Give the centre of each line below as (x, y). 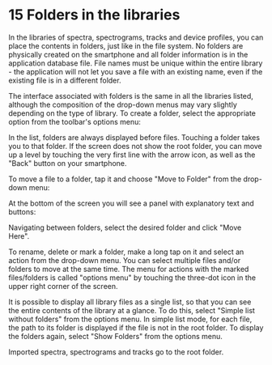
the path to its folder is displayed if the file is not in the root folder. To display (136, 327)
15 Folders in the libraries (94, 15)
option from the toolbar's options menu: (75, 121)
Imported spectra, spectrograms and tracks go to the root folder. (116, 352)
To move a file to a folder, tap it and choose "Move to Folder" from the (125, 179)
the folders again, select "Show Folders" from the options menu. (115, 336)
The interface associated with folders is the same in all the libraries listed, (131, 95)
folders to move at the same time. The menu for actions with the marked (129, 269)
